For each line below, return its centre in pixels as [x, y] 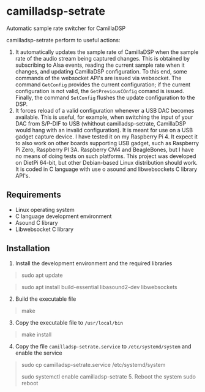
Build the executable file [46, 299]
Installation [28, 248]
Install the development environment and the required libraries [94, 263]
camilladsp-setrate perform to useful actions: [63, 40]
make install [36, 334]
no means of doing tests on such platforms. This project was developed [106, 156]
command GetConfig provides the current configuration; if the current [103, 85]
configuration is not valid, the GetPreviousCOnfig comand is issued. [100, 91]
